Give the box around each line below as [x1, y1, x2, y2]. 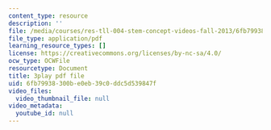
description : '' [8, 19, 63, 27]
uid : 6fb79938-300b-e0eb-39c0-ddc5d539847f [8, 79, 157, 87]
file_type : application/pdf [8, 34, 103, 43]
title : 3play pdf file [8, 72, 85, 80]
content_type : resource [8, 11, 89, 20]
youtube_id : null [15, 110, 74, 118]
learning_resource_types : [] [8, 42, 106, 50]
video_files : [8, 86, 52, 95]
